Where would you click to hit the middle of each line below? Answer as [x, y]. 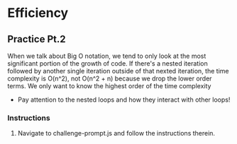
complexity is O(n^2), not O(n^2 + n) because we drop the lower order [110, 78]
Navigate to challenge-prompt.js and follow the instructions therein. [116, 133]
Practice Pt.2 [37, 39]
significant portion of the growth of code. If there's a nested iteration [108, 64]
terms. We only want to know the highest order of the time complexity [109, 86]
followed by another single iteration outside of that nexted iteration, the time [118, 71]
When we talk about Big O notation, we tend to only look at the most [107, 56]
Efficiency [38, 13]
